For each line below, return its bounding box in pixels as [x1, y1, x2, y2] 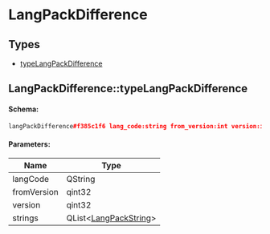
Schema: [8, 104, 39, 114]
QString [66, 173, 96, 184]
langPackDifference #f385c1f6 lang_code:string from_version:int [8, 122, 228, 130]
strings [12, 212, 39, 224]
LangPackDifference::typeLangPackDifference [8, 82, 248, 95]
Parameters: [8, 139, 51, 149]
